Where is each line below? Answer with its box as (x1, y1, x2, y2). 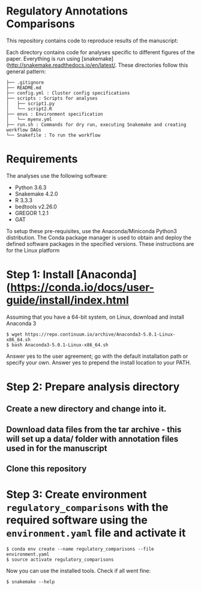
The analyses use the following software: (6, 172, 108, 179)
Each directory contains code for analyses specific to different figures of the (6, 48, 195, 55)
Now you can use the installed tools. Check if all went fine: (6, 568, 151, 575)
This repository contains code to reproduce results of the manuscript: (6, 37, 179, 44)
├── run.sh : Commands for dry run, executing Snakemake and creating (6, 122, 187, 128)
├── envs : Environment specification (6, 111, 103, 117)
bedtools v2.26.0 (14, 203, 57, 210)
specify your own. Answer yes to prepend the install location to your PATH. (6, 358, 191, 366)
